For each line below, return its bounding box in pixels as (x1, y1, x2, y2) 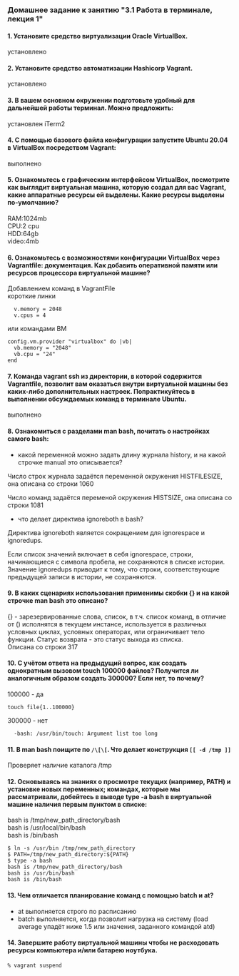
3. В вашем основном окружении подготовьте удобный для (7, 96, 195, 104)
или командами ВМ (7, 325, 67, 333)
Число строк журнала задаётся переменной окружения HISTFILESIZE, (7, 472, 223, 480)
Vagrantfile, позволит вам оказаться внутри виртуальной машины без (7, 380, 228, 388)
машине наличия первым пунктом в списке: (7, 800, 148, 808)
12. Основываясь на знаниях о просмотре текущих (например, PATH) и (7, 777, 231, 786)
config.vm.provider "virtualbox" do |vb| (7, 338, 133, 345)
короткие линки (7, 292, 56, 300)
